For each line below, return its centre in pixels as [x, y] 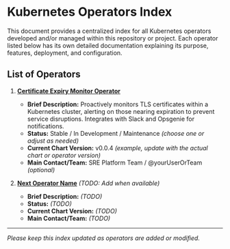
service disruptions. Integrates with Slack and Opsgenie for [111, 119]
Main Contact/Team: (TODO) [69, 218]
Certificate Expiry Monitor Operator [69, 91]
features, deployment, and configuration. [65, 53]
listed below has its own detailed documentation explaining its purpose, [108, 45]
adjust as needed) [53, 141]
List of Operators [44, 74]
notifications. [46, 126]
